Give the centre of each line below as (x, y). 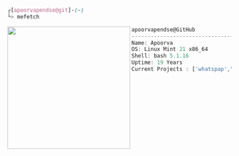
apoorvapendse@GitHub (163, 29)
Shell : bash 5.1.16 (160, 56)
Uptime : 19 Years (157, 63)
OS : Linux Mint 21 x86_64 (170, 50)
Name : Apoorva (152, 43)
